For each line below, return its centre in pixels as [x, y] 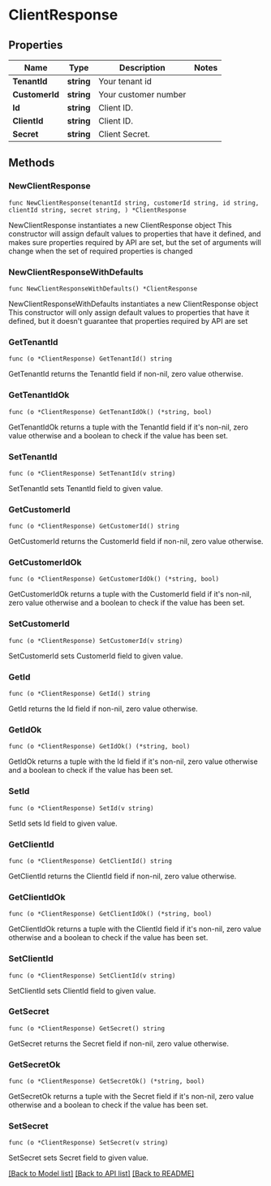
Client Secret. [124, 134]
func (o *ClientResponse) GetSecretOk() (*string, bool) [107, 1081]
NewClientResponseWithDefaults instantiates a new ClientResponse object [133, 304]
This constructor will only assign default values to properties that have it [129, 312]
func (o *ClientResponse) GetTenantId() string [90, 359]
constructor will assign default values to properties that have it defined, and [135, 234]
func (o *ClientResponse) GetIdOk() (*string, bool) [99, 747]
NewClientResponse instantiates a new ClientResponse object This [120, 225]
